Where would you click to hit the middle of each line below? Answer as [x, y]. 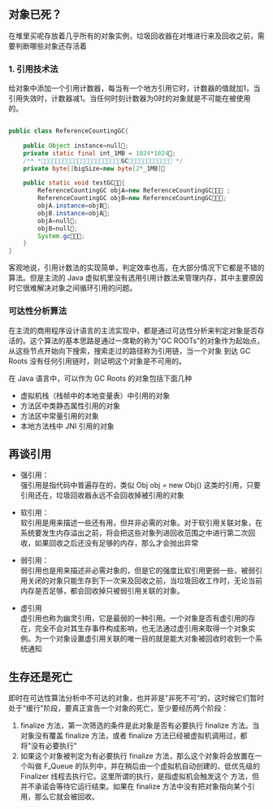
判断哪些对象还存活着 [51, 46]
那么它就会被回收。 [67, 797]
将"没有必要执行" [48, 746]
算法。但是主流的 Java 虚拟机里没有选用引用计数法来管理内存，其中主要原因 [136, 278]
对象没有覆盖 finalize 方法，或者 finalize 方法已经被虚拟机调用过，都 [134, 736]
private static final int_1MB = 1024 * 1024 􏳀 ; [100, 153]
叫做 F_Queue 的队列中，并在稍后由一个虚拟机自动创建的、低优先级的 [143, 766]
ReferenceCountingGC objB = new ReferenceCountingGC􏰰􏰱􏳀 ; [132, 198]
